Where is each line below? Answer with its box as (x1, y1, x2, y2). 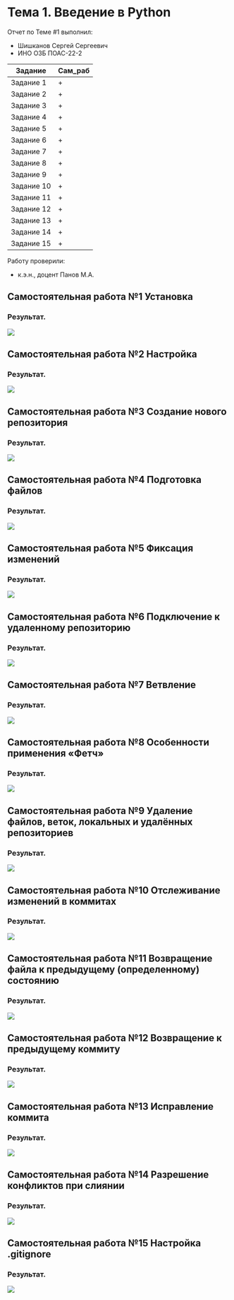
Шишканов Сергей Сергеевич (17, 41, 108, 50)
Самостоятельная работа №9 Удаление (7, 804, 193, 817)
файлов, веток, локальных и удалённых (7, 816, 193, 828)
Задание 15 (11, 238, 51, 248)
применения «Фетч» (7, 748, 104, 760)
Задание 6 (11, 135, 47, 145)
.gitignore (7, 1248, 51, 1260)
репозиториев (7, 827, 74, 839)
